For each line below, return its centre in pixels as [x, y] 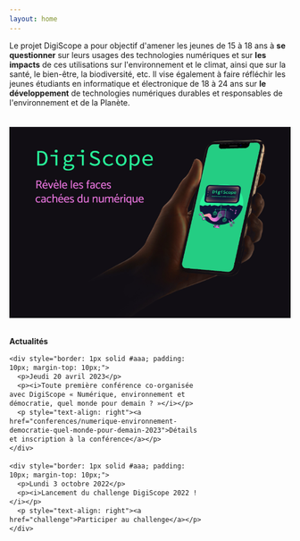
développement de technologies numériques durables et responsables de [146, 93]
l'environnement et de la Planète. [70, 102]
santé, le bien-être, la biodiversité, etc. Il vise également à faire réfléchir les [147, 74]
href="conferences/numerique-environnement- [93, 421]
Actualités [29, 341]
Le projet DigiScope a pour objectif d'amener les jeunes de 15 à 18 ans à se [147, 46]
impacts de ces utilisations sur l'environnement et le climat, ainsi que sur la [148, 64]
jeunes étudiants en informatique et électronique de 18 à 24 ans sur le [137, 83]
